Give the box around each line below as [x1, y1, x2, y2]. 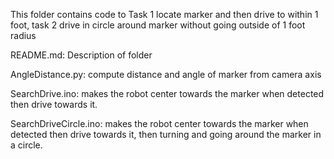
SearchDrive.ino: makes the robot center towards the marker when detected [10, 88, 325, 99]
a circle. [10, 139, 43, 151]
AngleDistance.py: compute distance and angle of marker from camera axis [10, 69, 322, 80]
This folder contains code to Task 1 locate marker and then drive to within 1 [10, 9, 319, 20]
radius [10, 30, 37, 41]
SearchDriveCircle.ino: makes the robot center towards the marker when [10, 118, 309, 129]
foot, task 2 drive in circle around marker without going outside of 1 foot [10, 19, 306, 31]
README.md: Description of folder [10, 49, 153, 61]
